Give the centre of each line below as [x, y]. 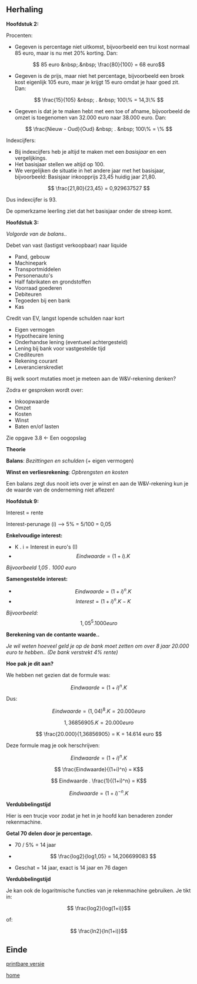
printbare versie [25, 964]
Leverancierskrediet [39, 367]
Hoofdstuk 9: [23, 501]
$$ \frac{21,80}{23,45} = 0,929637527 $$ [99, 188]
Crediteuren [29, 354]
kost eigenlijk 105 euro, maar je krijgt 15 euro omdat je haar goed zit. [97, 82]
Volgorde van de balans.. [37, 234]
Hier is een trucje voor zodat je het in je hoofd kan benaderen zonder [90, 816]
